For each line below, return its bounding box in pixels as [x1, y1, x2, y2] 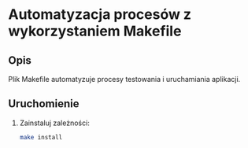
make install [19, 133, 63, 141]
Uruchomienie [8, 97, 80, 111]
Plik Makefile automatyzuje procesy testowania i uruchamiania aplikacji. [8, 75, 241, 83]
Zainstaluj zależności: [19, 118, 91, 128]
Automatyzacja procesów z [8, 6, 191, 24]
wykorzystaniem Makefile [8, 22, 182, 40]
